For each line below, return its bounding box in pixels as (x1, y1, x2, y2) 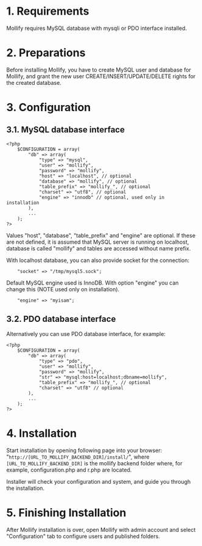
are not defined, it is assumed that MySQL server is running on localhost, (6, 238, 189, 246)
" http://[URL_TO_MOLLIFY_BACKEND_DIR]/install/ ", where (6, 453, 150, 460)
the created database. (6, 79, 62, 86)
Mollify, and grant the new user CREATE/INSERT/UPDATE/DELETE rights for (6, 72, 196, 80)
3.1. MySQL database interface (6, 125, 125, 135)
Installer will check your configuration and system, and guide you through (6, 478, 191, 485)
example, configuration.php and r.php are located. (6, 466, 132, 473)
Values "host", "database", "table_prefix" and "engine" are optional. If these (6, 231, 196, 239)
